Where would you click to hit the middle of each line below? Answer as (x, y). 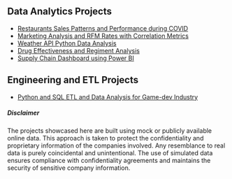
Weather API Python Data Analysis (67, 43)
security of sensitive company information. (69, 168)
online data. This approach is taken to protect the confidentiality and (106, 138)
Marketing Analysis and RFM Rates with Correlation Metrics (103, 36)
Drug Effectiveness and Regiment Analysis (78, 50)
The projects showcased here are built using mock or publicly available (110, 130)
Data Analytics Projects (60, 12)
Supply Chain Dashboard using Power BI (75, 58)
